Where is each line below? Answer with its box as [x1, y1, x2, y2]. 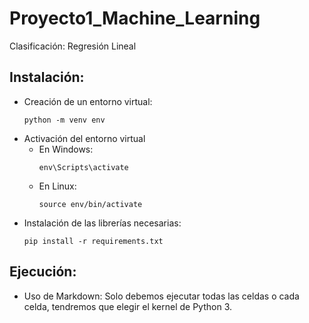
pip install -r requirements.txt [23, 236, 164, 246]
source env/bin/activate [38, 199, 143, 209]
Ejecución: [9, 263, 77, 281]
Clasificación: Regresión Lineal [9, 40, 137, 52]
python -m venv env [23, 115, 106, 125]
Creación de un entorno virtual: [23, 95, 153, 107]
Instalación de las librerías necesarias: [23, 217, 182, 229]
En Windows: [38, 143, 94, 155]
